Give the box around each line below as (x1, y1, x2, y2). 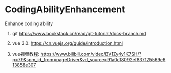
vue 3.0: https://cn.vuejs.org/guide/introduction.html (12, 40, 123, 46)
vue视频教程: (12, 51, 40, 57)
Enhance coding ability (5, 20, 53, 27)
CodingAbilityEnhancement (5, 4, 125, 15)
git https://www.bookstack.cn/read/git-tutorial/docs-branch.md (12, 30, 146, 36)
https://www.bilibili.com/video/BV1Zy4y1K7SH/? (40, 51, 142, 57)
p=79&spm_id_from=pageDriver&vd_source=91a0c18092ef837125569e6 (12, 56, 166, 62)
